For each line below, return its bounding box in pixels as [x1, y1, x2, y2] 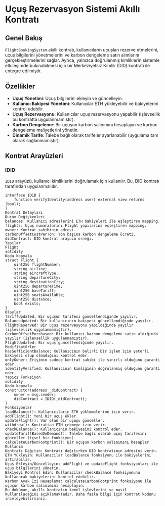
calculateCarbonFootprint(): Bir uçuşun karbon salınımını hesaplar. [5, 440, 152, 445]
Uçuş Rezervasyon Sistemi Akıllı [5, 3, 140, 15]
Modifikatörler [5, 344, 37, 350]
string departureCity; [14, 275, 61, 280]
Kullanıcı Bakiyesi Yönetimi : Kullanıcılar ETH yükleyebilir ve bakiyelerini [12, 101, 159, 106]
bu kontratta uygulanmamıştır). [12, 116, 75, 122]
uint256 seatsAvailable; [14, 292, 65, 298]
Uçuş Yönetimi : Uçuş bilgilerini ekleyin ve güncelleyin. [12, 95, 124, 101]
